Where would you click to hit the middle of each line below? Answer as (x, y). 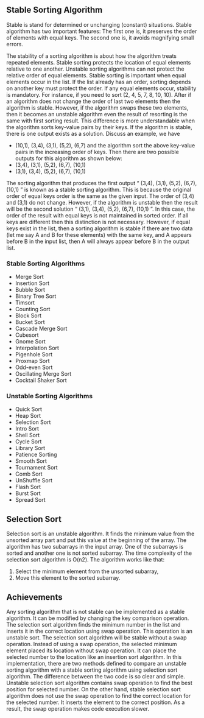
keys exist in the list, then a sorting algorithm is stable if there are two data (100, 228)
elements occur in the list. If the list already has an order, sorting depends (99, 82)
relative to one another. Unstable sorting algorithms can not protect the (95, 69)
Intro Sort (27, 429)
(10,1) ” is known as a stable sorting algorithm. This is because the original (99, 189)
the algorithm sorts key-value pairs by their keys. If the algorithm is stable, (100, 127)
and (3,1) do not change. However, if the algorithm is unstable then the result (102, 202)
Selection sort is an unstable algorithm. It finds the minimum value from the (100, 534)
